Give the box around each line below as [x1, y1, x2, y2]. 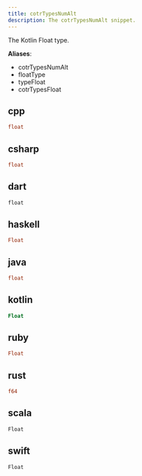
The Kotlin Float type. [8, 36, 70, 44]
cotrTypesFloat [17, 85, 62, 93]
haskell [8, 218, 40, 230]
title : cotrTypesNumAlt [8, 10, 77, 17]
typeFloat [17, 77, 46, 86]
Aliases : [8, 49, 32, 58]
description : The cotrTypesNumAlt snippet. [8, 17, 136, 24]
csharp [8, 143, 40, 155]
